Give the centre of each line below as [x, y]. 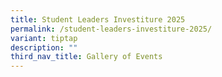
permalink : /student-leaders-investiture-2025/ [111, 29]
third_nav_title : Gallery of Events [86, 57]
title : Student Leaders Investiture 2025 [98, 19]
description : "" [44, 47]
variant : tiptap [44, 38]
